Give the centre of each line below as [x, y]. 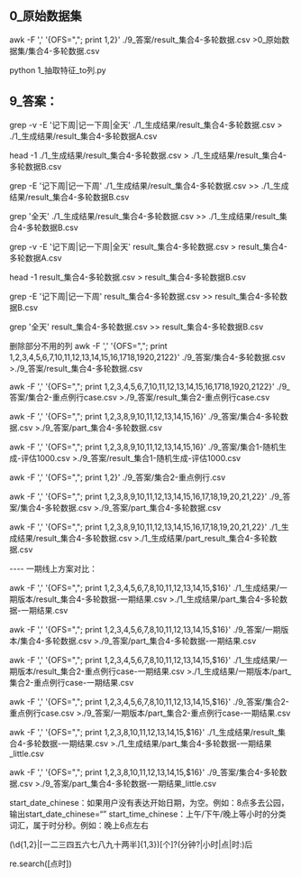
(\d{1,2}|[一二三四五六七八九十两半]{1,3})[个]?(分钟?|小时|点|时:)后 [131, 844]
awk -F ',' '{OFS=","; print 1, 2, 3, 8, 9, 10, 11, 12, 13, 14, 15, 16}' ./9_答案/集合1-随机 [144, 447]
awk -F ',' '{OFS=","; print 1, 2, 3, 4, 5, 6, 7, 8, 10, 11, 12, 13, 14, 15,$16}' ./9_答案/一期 [145, 629]
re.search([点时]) [41, 863]
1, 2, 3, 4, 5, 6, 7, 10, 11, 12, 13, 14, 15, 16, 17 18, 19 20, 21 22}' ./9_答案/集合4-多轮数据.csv [147, 357]
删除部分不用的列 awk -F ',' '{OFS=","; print [89, 346]
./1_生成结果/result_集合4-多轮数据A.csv [83, 136]
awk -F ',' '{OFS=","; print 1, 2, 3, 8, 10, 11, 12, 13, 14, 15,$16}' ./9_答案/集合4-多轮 [144, 772]
